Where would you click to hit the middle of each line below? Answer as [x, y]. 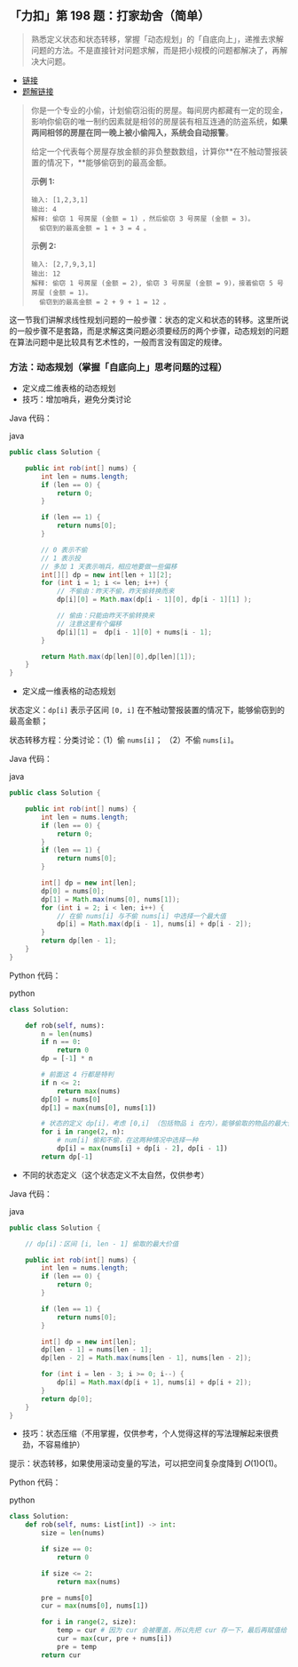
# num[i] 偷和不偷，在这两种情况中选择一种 [127, 1141]
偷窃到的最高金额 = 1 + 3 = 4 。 [95, 228]
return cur [61, 1655]
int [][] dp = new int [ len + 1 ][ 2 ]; [107, 575]
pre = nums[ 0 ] [67, 1598]
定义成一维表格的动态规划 [69, 691]
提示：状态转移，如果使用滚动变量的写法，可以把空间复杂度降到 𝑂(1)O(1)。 [145, 1463]
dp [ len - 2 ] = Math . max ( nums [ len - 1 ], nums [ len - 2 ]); [146, 1358]
